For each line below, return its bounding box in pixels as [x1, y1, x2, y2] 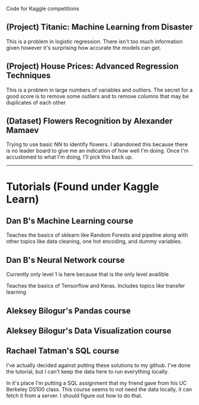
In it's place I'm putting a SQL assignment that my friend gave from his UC [6, 379, 187, 387]
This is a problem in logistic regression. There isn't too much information [6, 38, 183, 45]
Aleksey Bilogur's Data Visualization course [6, 326, 172, 336]
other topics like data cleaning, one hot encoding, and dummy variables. [6, 238, 182, 245]
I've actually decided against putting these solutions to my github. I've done [6, 361, 191, 369]
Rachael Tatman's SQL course [6, 346, 120, 356]
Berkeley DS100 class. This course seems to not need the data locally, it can [6, 385, 192, 393]
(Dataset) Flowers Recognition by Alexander [6, 116, 173, 126]
